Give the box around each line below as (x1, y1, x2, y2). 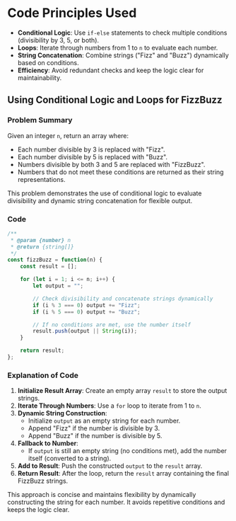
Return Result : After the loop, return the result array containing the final (17, 469, 230, 478)
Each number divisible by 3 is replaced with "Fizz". (17, 145, 165, 154)
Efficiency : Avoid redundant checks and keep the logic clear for (17, 66, 204, 74)
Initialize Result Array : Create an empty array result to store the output (17, 387, 228, 395)
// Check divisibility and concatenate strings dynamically (33, 295, 213, 302)
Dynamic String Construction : (17, 409, 107, 418)
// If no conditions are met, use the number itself (33, 321, 191, 328)
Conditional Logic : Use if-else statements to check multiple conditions (17, 28, 228, 37)
